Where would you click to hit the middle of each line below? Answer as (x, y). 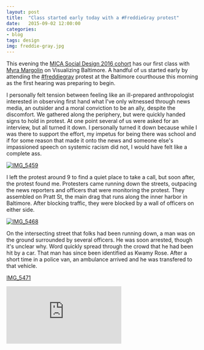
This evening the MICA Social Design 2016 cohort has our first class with (98, 63)
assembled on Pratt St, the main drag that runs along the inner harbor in (97, 196)
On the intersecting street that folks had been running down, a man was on (101, 233)
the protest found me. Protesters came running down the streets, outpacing (102, 184)
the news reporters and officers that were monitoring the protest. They (96, 190)
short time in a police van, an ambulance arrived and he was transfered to (100, 259)
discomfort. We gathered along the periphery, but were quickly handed (96, 114)
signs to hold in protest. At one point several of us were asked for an (93, 121)
